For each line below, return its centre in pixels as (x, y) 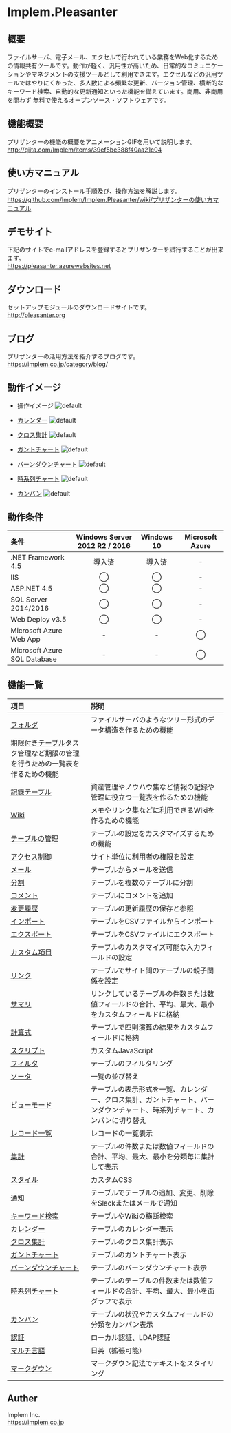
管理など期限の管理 (49, 753)
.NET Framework (38, 557)
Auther (22, 1398)
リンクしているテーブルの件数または (149, 993)
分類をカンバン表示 (122, 1324)
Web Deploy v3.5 (38, 619)
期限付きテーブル (38, 743)
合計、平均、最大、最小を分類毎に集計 (153, 1157)
